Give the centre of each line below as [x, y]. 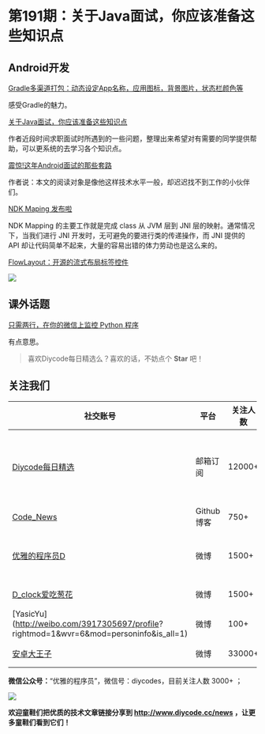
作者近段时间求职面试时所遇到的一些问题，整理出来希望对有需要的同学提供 [129, 138]
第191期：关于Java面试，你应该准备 [125, 16]
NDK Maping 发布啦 [40, 209]
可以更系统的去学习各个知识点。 [74, 148]
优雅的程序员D [39, 556]
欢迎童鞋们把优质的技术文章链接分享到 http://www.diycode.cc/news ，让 [129, 712]
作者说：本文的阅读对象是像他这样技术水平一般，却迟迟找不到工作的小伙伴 [129, 182]
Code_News [35, 516]
